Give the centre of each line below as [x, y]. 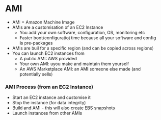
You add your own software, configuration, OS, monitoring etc [82, 32]
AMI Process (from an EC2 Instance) [49, 87]
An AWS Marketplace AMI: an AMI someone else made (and [80, 69]
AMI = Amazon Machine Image [43, 22]
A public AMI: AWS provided [48, 58]
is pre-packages [36, 43]
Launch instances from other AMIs [47, 113]
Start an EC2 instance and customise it [51, 97]
